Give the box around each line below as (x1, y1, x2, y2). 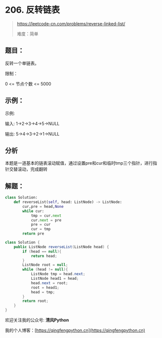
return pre (22, 231, 44, 236)
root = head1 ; (30, 285, 59, 290)
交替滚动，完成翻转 (9, 166, 47, 172)
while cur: (22, 208, 44, 214)
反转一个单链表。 (5, 60, 39, 66)
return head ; (30, 253, 57, 258)
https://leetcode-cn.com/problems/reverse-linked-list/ (16, 20, 126, 27)
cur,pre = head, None (22, 204, 64, 209)
